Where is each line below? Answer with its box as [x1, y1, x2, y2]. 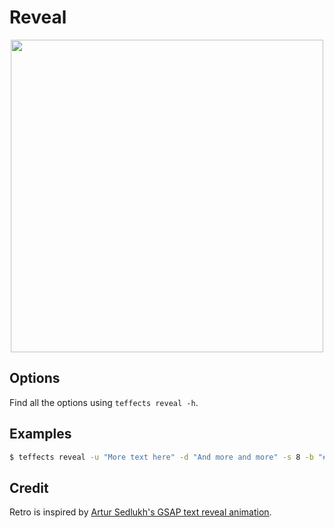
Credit [9, 479, 49, 496]
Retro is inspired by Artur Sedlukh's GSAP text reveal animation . [9, 506, 272, 518]
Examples [9, 426, 72, 443]
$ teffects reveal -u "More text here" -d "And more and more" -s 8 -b [9, 452, 314, 462]
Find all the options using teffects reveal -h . [9, 396, 199, 408]
